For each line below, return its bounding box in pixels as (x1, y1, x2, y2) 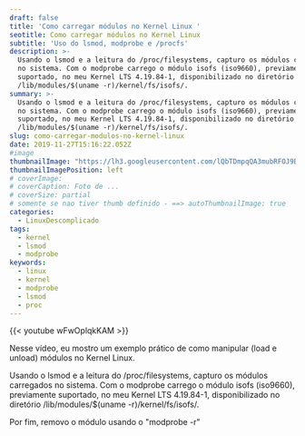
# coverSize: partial (9, 191, 92, 200)
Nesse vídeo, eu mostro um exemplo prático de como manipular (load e (9, 342, 278, 354)
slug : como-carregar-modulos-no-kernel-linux (9, 132, 184, 141)
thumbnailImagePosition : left (9, 165, 124, 174)
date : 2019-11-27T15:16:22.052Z (9, 140, 132, 149)
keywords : (9, 258, 47, 268)
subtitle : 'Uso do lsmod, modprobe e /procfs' (9, 38, 189, 48)
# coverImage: (9, 173, 64, 183)
